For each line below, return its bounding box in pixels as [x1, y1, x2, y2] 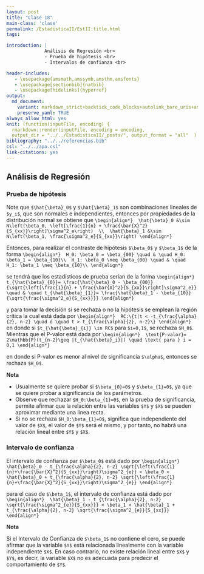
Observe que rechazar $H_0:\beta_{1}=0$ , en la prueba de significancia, [15, 396, 196, 403]
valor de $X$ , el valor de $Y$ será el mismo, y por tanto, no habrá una [15, 422, 187, 429]
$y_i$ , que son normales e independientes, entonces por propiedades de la [6, 210, 195, 217]
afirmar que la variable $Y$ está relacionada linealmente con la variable [6, 541, 184, 549]
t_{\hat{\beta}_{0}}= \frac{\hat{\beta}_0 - [6, 280, 121, 286]
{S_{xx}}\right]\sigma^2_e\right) [6, 228, 94, 234]
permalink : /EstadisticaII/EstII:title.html [6, 25, 121, 32]
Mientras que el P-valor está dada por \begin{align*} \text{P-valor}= [6, 331, 187, 338]
